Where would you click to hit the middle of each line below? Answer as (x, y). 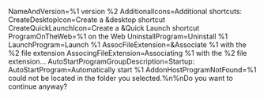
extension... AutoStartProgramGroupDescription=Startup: (102, 61)
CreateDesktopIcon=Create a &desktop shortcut (87, 20)
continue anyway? (38, 86)
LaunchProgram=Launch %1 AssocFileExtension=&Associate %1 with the (127, 45)
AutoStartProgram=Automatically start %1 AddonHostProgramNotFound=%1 (132, 70)
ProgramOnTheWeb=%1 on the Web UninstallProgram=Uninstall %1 (118, 36)
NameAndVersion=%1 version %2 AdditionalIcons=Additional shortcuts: (125, 11)
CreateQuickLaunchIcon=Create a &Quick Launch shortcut (104, 28)
